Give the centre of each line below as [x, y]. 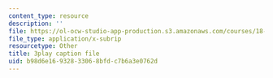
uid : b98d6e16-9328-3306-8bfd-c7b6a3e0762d [83, 62]
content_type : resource [49, 16]
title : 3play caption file [54, 54]
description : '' [36, 24]
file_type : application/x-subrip [65, 39]
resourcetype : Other [43, 46]
